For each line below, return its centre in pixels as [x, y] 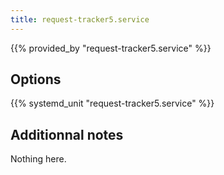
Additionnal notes [67, 134]
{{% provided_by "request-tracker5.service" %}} [111, 48]
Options [36, 79]
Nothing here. [38, 159]
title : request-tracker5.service [80, 19]
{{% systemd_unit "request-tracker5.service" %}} [112, 103]
